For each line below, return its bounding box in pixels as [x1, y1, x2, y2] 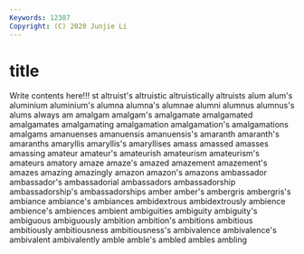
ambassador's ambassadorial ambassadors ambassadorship [9, 177, 236, 188]
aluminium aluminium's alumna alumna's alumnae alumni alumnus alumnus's [9, 100, 295, 111]
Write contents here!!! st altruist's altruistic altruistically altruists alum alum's [9, 90, 293, 101]
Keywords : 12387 [9, 13, 71, 23]
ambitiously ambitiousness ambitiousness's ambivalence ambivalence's [9, 225, 278, 236]
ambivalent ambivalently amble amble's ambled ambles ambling [9, 234, 247, 245]
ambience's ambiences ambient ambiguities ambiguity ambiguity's [9, 205, 258, 217]
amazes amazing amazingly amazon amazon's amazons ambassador [9, 167, 268, 178]
